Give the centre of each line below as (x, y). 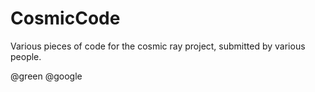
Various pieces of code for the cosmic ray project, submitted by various (158, 46)
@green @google (46, 76)
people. (26, 56)
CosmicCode (65, 18)
